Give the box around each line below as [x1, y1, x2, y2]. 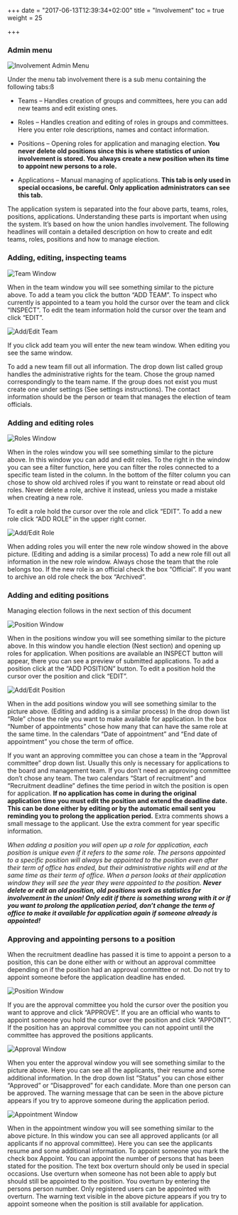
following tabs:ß [7, 83, 55, 91]
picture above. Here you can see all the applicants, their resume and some [7, 1066, 225, 1075]
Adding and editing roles [7, 418, 94, 428]
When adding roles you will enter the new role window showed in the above [7, 542, 229, 551]
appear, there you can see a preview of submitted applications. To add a [7, 657, 219, 666]
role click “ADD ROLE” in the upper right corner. [7, 515, 147, 523]
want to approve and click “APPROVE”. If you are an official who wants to [7, 1008, 220, 1017]
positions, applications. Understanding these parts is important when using [7, 212, 227, 221]
